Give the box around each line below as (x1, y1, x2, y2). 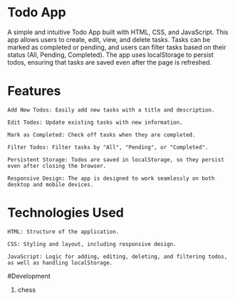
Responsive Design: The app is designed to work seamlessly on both (7, 175, 215, 182)
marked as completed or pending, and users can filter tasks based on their (7, 43, 226, 51)
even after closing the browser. (7, 162, 107, 169)
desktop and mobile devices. (7, 181, 94, 188)
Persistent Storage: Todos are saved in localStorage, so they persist (7, 156, 224, 164)
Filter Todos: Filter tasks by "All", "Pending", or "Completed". (7, 144, 209, 151)
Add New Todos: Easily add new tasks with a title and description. (7, 106, 215, 114)
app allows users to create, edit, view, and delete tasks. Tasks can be (7, 35, 211, 43)
